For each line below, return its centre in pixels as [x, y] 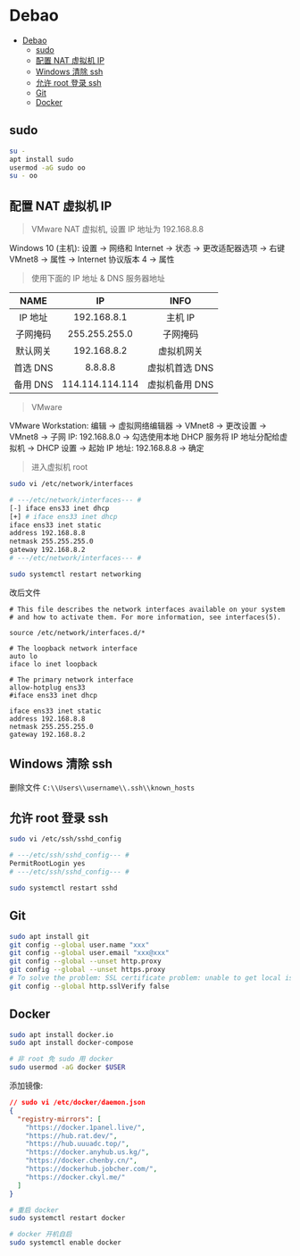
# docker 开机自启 [41, 1235]
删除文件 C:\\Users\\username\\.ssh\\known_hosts [102, 787]
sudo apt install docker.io [62, 1034]
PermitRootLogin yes [48, 864]
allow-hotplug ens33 [48, 687]
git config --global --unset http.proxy [86, 961]
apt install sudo [42, 159]
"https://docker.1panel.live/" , [85, 1127]
